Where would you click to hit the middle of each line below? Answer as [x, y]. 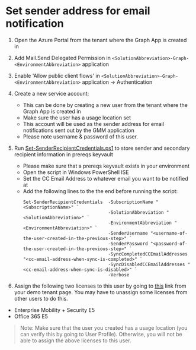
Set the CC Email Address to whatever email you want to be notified [105, 178]
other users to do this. [41, 298]
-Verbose [119, 275]
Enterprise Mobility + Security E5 [54, 310]
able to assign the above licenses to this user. [75, 340]
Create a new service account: [52, 93]
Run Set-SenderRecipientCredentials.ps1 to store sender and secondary [102, 148]
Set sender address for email [78, 11]
